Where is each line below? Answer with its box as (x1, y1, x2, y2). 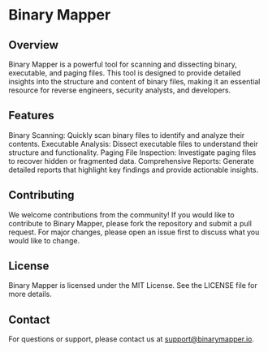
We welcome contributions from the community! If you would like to (8, 209, 235, 220)
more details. (8, 290, 53, 299)
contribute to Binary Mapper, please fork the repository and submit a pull (8, 218, 252, 228)
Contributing (8, 188, 75, 202)
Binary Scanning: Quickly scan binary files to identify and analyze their (8, 130, 245, 140)
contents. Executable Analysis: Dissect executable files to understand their (8, 139, 258, 148)
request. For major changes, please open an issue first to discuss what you (8, 227, 260, 237)
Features (8, 109, 54, 122)
